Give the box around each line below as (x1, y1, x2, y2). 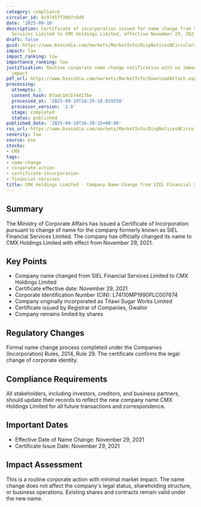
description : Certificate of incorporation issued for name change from (6, 25, 191, 32)
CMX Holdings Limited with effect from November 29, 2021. (6, 239, 154, 246)
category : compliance (6, 8, 60, 15)
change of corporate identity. (6, 356, 78, 364)
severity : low (6, 131, 42, 138)
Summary (6, 204, 44, 214)
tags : (6, 154, 20, 160)
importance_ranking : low (6, 59, 68, 65)
